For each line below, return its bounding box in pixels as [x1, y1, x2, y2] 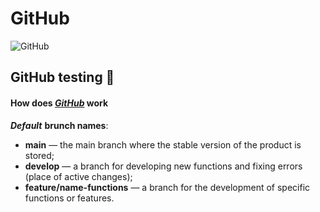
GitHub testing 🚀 [10, 69, 115, 86]
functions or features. [24, 192, 115, 204]
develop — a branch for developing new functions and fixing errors [24, 160, 303, 172]
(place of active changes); [24, 170, 133, 182]
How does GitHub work [10, 97, 109, 109]
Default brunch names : [10, 119, 109, 131]
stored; [24, 149, 55, 161]
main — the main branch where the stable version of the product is [24, 138, 302, 151]
